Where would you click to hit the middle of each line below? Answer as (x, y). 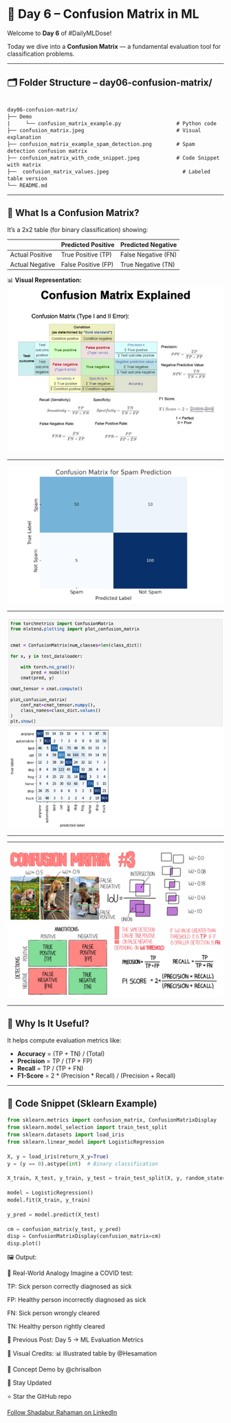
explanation (24, 137)
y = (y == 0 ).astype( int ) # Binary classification (82, 1164)
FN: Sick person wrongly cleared (54, 1313)
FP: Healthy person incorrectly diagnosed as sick (77, 1300)
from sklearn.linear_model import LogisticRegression (86, 1142)
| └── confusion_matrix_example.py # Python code (112, 123)
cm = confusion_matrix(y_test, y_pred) (64, 1229)
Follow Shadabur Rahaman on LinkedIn (62, 1413)
